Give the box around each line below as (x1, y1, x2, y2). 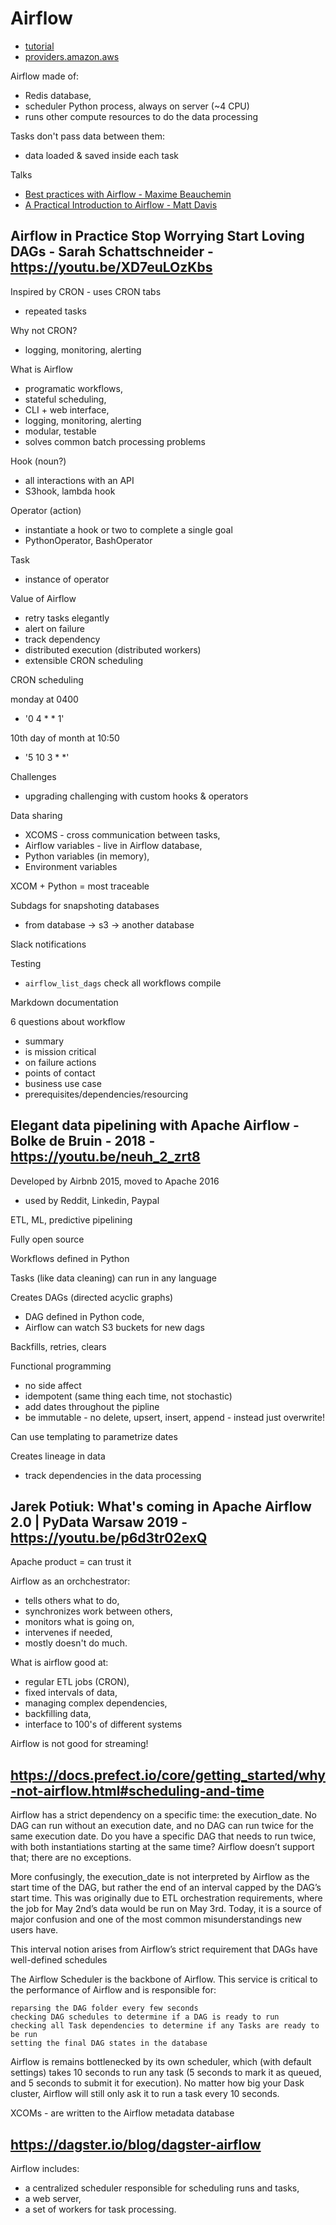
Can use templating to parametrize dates (10, 1430, 178, 1442)
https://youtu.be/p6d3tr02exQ (10, 1529, 208, 1546)
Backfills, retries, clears (10, 1340, 107, 1352)
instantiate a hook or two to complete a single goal (24, 523, 233, 536)
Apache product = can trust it (10, 1556, 132, 1568)
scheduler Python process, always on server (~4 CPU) (24, 100, 250, 112)
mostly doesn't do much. (24, 1637, 128, 1649)
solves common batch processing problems (24, 435, 206, 447)
